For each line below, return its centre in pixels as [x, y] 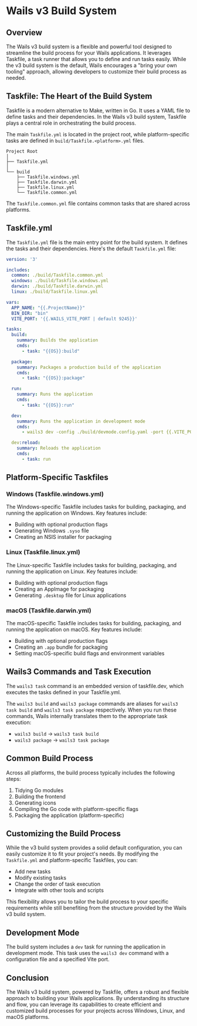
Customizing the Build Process [64, 834]
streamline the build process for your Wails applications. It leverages [89, 53]
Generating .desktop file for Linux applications [70, 595]
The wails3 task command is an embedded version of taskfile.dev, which [95, 686]
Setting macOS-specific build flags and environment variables [89, 653]
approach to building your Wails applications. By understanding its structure [98, 998]
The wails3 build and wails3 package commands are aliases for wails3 [92, 703]
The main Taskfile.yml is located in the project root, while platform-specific [98, 134]
